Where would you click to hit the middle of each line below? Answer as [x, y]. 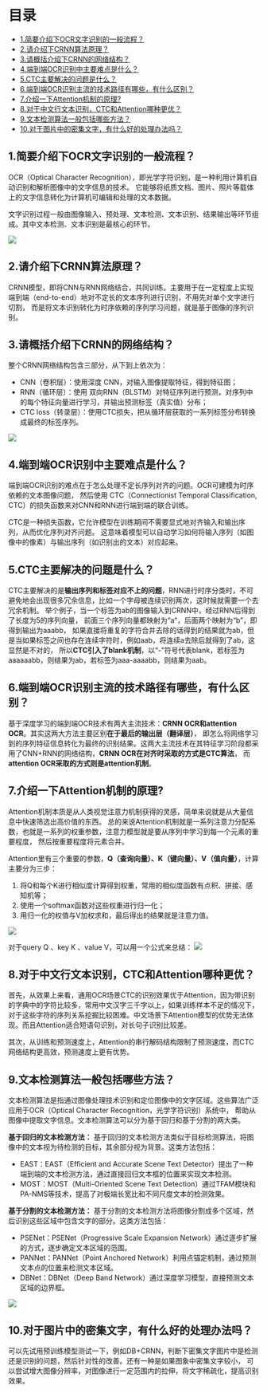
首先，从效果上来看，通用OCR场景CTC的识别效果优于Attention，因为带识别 [132, 995]
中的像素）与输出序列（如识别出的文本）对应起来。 [99, 542]
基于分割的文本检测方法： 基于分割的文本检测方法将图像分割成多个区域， [128, 1211]
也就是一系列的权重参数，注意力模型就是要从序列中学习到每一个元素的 [137, 831]
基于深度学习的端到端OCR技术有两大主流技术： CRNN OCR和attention [122, 723]
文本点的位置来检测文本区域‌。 [68, 1268]
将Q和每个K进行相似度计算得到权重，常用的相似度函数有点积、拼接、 [133, 885]
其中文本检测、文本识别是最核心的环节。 [88, 224]
